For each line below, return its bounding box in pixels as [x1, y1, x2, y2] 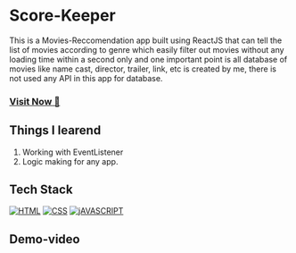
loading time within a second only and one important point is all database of [9, 54, 288, 64]
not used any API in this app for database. [9, 72, 163, 83]
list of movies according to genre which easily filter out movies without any [9, 44, 284, 55]
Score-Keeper [9, 5, 116, 26]
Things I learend [9, 122, 102, 139]
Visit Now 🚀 [9, 95, 61, 107]
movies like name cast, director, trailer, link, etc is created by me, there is [9, 63, 276, 74]
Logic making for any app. [21, 156, 119, 166]
